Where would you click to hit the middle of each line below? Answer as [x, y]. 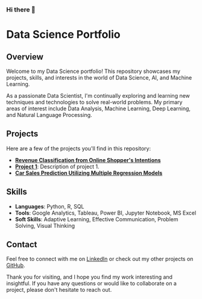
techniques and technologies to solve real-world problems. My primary [94, 102]
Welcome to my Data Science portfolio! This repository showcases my [93, 71]
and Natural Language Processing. [49, 115]
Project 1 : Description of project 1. [57, 166]
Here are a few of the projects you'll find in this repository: [79, 148]
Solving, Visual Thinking [45, 225]
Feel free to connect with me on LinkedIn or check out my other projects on [100, 259]
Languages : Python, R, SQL [49, 206]
